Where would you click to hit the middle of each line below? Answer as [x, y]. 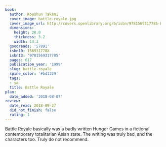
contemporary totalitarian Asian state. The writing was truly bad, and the [79, 134]
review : [13, 101]
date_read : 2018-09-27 [33, 106]
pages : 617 [21, 60]
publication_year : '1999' [36, 64]
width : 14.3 [26, 42]
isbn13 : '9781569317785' [35, 55]
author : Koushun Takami [34, 14]
